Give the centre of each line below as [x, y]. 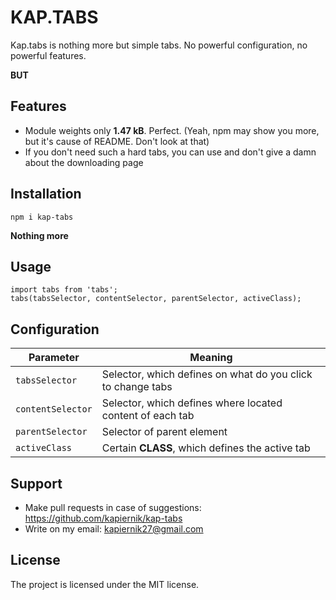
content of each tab [148, 416]
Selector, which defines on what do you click [207, 374]
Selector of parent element [164, 432]
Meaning [211, 358]
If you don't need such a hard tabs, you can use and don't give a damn [170, 152]
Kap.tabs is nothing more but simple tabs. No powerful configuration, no [159, 45]
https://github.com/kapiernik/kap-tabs [103, 518]
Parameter [54, 358]
